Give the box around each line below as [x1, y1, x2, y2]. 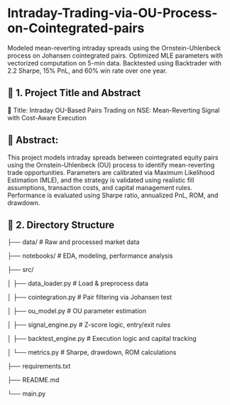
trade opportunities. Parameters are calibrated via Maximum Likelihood [7, 168, 215, 177]
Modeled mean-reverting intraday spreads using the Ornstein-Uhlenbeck [7, 43, 221, 52]
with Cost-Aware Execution [7, 113, 87, 122]
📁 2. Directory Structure [7, 219, 115, 231]
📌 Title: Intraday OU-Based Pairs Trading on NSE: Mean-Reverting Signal [7, 105, 220, 115]
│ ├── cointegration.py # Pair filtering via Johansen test [7, 293, 172, 302]
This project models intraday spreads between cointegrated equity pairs [7, 153, 219, 162]
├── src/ [7, 265, 34, 274]
